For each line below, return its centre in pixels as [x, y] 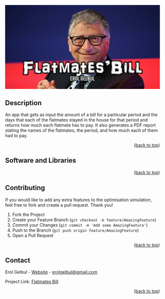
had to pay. [16, 135]
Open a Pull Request [33, 235]
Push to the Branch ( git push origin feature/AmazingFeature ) [75, 230]
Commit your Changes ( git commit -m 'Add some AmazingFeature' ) [80, 225]
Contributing [25, 188]
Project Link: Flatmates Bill [32, 282]
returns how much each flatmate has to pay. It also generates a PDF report [81, 125]
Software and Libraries [41, 161]
